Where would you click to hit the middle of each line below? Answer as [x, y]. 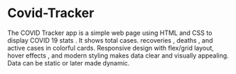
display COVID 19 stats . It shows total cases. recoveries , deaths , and [110, 40]
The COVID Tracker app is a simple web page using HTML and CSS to [110, 33]
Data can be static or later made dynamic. [69, 63]
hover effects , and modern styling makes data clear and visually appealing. [118, 55]
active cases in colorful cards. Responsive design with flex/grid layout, [111, 48]
